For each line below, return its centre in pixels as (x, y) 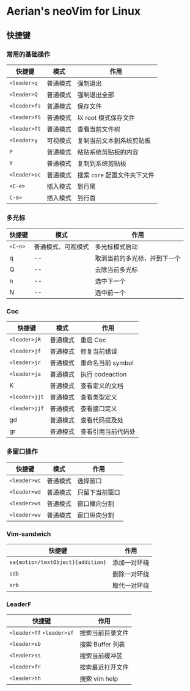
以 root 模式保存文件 (106, 117)
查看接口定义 (99, 409)
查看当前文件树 (99, 129)
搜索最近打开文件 (104, 667)
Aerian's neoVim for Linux (74, 11)
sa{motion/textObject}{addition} (58, 562)
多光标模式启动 (117, 247)
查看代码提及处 (102, 420)
